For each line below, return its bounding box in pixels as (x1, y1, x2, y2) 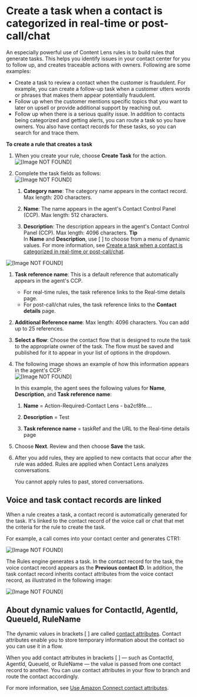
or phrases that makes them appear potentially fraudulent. (14, 91, 156, 99)
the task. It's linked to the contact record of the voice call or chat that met (6, 517, 184, 524)
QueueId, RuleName (6, 614, 81, 624)
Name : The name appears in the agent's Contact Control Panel (23, 205, 176, 212)
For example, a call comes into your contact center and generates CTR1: (6, 535, 181, 542)
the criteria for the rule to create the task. (6, 523, 106, 531)
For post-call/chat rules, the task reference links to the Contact (23, 301, 177, 308)
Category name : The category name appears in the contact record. (23, 187, 188, 194)
